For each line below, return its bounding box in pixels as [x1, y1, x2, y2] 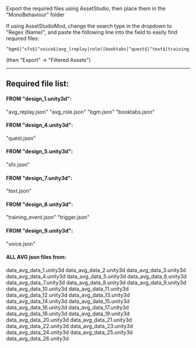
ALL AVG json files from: [6, 254, 66, 261]
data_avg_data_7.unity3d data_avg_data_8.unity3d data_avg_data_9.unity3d [6, 279, 187, 286]
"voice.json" [6, 240, 36, 247]
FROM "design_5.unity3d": [6, 148, 73, 155]
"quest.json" [6, 135, 36, 142]
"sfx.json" [6, 161, 30, 168]
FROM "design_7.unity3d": [6, 174, 73, 181]
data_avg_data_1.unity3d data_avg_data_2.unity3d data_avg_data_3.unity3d [6, 266, 186, 274]
